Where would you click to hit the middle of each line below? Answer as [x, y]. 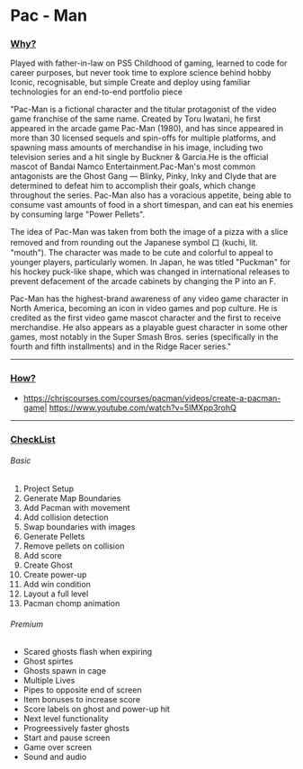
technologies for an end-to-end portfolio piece [97, 92]
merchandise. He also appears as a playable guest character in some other [149, 327]
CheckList [33, 439]
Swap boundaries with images [79, 526]
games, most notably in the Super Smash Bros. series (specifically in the [144, 337]
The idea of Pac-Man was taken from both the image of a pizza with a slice [149, 232]
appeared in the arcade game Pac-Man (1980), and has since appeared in [147, 129]
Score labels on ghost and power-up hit [96, 709]
